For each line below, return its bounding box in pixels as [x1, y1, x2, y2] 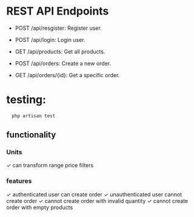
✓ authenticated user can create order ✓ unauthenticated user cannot [6, 190, 182, 198]
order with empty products [6, 204, 73, 211]
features [6, 177, 32, 185]
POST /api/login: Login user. [15, 36, 86, 43]
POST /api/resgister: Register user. [15, 24, 102, 32]
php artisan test [12, 112, 56, 119]
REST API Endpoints [6, 4, 109, 18]
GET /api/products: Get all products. [15, 47, 105, 55]
